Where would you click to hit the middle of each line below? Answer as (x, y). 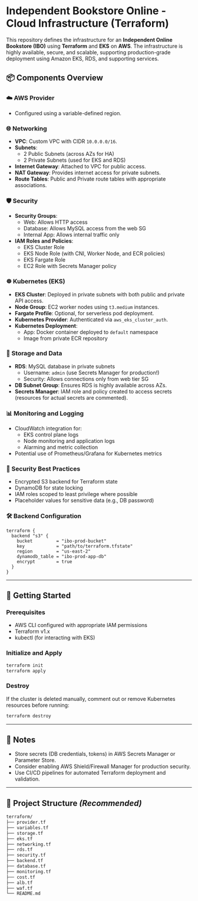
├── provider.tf (26, 822)
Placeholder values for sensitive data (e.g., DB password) (84, 501)
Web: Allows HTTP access (55, 222)
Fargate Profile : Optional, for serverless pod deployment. (84, 313)
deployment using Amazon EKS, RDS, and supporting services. (82, 58)
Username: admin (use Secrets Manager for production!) (91, 373)
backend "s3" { (30, 536)
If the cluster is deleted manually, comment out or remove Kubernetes (91, 698)
